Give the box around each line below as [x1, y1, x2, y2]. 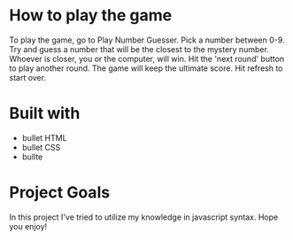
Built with [9, 104, 81, 124]
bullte [21, 151, 43, 162]
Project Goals [9, 182, 111, 203]
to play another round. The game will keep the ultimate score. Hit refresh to [9, 63, 283, 74]
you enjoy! [9, 221, 48, 231]
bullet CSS [21, 142, 61, 152]
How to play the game [9, 5, 173, 26]
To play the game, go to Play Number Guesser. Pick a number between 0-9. [9, 35, 285, 45]
